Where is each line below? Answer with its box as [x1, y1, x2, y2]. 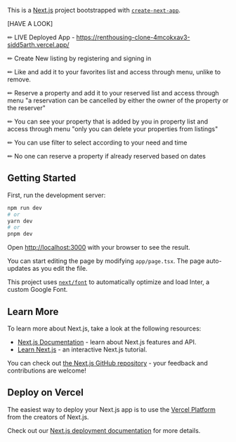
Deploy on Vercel [7, 387, 84, 399]
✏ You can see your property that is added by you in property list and [7, 117, 209, 126]
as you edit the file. [32, 264, 88, 273]
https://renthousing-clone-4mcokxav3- [76, 33, 190, 41]
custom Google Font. [7, 286, 68, 294]
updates [7, 264, 32, 273]
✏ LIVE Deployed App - [7, 33, 75, 41]
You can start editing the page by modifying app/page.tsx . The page [7, 257, 205, 265]
